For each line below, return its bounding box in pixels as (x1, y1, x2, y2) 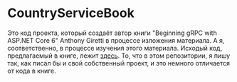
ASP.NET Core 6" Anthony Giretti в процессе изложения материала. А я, (7, 36, 225, 44)
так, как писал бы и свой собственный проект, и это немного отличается (7, 58, 230, 67)
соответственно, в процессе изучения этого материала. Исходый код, (7, 43, 223, 52)
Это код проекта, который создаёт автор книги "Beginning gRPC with (7, 29, 217, 37)
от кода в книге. (7, 66, 56, 75)
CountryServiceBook (7, 5, 135, 21)
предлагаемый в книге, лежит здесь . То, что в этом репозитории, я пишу (7, 51, 231, 60)
